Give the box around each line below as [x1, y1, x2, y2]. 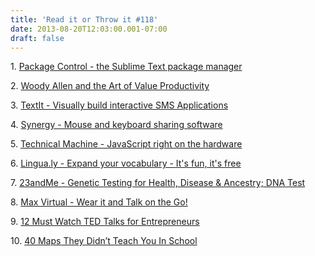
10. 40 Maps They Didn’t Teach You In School [10, 235, 198, 247]
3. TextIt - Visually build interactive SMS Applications [10, 99, 229, 111]
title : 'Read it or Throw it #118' [10, 14, 159, 25]
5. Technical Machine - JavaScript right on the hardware [10, 138, 243, 150]
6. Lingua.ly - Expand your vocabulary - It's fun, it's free [10, 157, 242, 170]
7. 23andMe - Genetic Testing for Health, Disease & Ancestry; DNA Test [10, 177, 306, 189]
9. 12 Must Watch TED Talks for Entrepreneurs [10, 216, 200, 228]
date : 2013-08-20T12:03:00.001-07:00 [10, 24, 168, 34]
